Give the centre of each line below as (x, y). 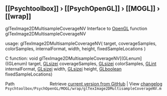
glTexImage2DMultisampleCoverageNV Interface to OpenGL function (76, 28)
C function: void (22, 58)
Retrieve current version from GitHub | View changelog (106, 84)
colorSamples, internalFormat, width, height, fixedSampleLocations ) (76, 48)
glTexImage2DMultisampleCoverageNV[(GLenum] (90, 58)
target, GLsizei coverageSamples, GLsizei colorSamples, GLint (92, 63)
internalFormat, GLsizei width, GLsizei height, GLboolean (64, 69)
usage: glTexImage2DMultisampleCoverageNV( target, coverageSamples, (81, 43)
